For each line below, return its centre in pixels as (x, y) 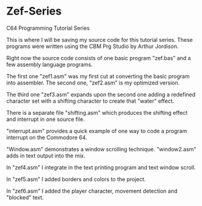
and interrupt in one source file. (45, 119)
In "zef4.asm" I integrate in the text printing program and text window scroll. (101, 167)
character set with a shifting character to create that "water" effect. (90, 101)
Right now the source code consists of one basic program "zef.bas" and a (99, 58)
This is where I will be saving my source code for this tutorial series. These (99, 39)
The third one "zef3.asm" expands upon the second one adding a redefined (101, 94)
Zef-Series (34, 11)
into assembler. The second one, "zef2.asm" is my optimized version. (93, 83)
